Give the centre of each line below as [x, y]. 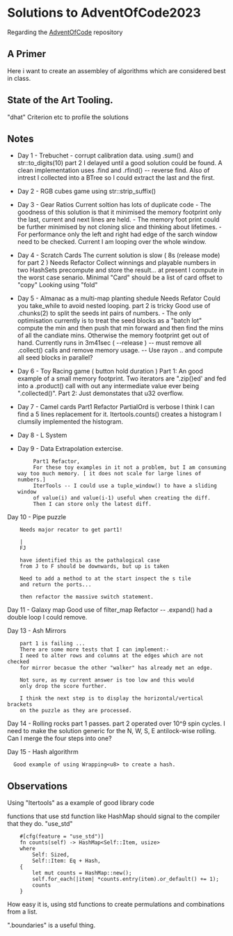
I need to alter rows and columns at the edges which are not [112, 656]
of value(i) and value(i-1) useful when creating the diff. [122, 498]
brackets [20, 705]
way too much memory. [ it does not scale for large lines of [109, 474]
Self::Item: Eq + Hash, [66, 861]
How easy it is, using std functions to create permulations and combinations [116, 905]
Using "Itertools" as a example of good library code [81, 803]
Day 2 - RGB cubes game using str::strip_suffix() [87, 191]
